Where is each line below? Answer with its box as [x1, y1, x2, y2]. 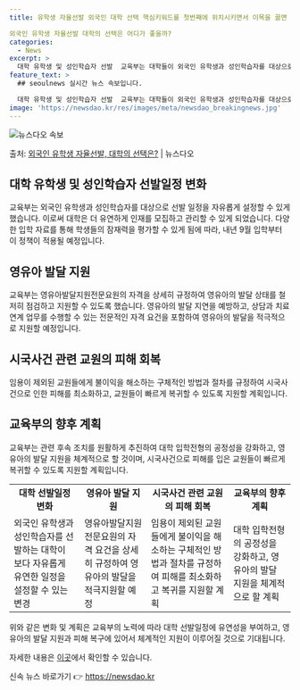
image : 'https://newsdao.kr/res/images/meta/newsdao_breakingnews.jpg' [9, 104, 281, 112]
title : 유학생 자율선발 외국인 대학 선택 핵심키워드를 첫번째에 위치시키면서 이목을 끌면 [9, 12, 287, 22]
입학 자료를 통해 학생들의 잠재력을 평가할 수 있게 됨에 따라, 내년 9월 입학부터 [18, 224, 283, 235]
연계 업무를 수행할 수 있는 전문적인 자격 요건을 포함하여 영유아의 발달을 [9, 312, 254, 322]
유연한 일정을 [13, 570, 66, 583]
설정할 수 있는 [13, 584, 69, 596]
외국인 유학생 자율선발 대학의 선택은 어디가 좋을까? [9, 29, 172, 38]
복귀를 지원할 [161, 584, 214, 596]
